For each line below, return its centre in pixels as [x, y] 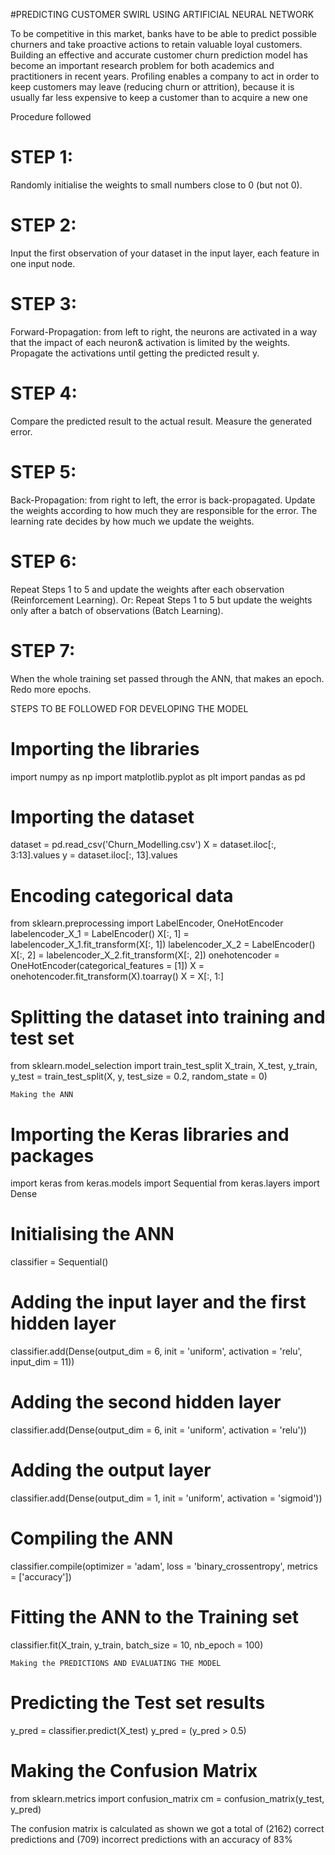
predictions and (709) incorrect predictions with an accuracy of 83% [151, 1839]
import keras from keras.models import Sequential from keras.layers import [165, 1183]
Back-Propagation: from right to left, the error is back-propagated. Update [163, 500]
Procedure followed [51, 117]
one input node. [43, 263]
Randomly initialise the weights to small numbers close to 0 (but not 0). [156, 185]
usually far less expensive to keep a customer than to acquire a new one [159, 97]
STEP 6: [44, 561]
